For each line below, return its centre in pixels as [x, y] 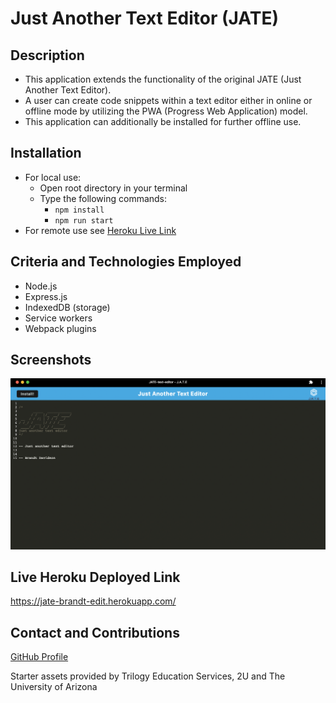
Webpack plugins [60, 328]
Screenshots [51, 360]
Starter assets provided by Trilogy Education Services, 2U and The [148, 676]
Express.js [46, 296]
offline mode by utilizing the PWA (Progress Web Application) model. [166, 111]
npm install [79, 210]
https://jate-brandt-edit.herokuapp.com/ [93, 601]
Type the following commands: [103, 198]
